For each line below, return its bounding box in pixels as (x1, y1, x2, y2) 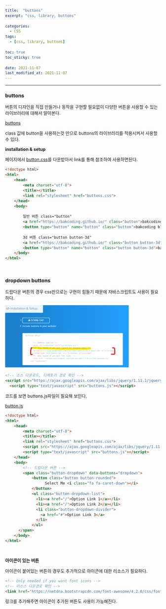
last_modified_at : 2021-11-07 (5, 71, 68, 76)
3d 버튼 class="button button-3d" (23, 235, 92, 240)
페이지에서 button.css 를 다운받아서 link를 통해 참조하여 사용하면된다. (5, 156, 138, 163)
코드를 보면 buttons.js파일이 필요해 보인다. (5, 393, 87, 399)
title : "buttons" (5, 8, 43, 13)
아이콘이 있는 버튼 (5, 557, 40, 563)
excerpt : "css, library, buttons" (5, 13, 77, 18)
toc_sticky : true (5, 55, 41, 60)
